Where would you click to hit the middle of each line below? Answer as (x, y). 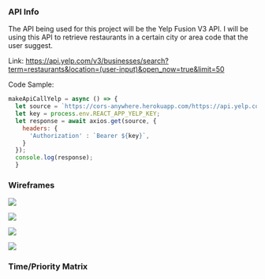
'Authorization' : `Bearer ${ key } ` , (89, 136)
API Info (24, 12)
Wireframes (32, 185)
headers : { (40, 128)
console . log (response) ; (54, 158)
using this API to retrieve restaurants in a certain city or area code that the (128, 37)
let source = (37, 106)
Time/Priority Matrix (48, 266)
